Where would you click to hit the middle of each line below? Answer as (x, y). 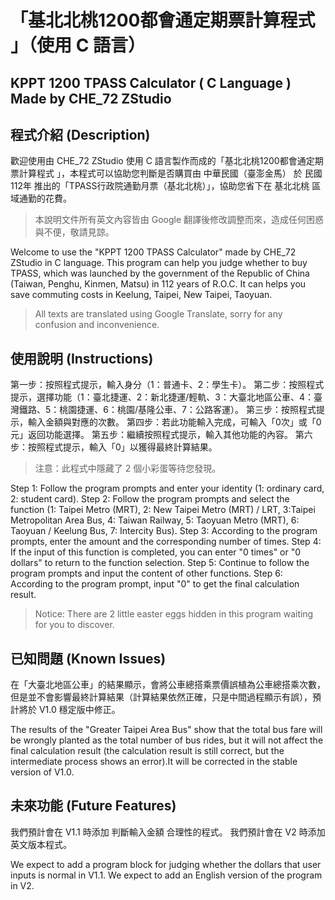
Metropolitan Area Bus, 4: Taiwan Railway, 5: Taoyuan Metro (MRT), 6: (155, 520)
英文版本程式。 (41, 844)
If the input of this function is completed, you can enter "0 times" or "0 (156, 552)
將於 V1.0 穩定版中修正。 (69, 710)
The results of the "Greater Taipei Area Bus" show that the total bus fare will (166, 730)
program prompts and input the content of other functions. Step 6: (146, 573)
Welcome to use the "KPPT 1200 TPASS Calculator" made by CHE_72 (153, 252)
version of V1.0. (42, 772)
